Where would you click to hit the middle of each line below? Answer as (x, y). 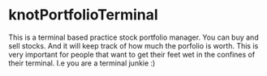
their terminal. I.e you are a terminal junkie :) (82, 63)
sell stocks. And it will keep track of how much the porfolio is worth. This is (133, 45)
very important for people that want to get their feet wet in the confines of (132, 54)
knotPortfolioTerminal (83, 15)
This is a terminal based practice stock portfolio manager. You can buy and (133, 37)
